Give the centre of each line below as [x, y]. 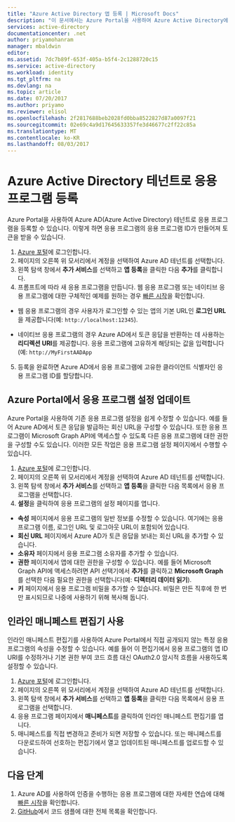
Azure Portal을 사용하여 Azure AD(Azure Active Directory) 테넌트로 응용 [108, 220]
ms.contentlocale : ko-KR [43, 138]
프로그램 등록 [43, 199]
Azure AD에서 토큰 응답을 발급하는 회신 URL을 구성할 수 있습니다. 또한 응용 [117, 427]
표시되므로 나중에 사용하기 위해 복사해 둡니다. [87, 597]
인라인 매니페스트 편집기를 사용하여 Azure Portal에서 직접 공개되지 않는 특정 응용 [118, 639]
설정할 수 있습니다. [33, 666]
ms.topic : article [34, 92]
